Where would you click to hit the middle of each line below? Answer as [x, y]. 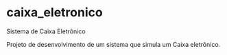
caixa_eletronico [55, 13]
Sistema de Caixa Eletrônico [46, 31]
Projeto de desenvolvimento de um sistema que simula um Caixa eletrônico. [113, 44]
